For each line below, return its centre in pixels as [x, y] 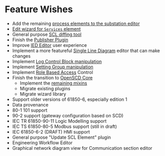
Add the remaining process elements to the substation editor [76, 23]
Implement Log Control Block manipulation [57, 61]
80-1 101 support [30, 110]
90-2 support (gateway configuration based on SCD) [68, 115]
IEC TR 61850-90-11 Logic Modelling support [59, 121]
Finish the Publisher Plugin [40, 40]
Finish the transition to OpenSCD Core [52, 77]
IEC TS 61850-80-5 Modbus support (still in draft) [64, 126]
